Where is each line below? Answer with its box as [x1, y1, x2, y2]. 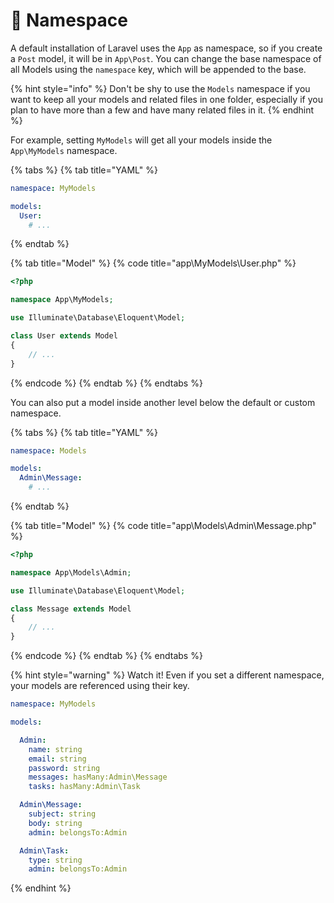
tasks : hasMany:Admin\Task [28, 782, 141, 792]
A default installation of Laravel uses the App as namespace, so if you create [10, 42, 323, 54]
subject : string [28, 809, 97, 819]
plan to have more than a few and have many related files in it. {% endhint [10, 104, 315, 116]
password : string [28, 763, 101, 773]
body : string [28, 818, 83, 828]
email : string [28, 754, 87, 764]
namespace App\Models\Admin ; [10, 567, 132, 578]
